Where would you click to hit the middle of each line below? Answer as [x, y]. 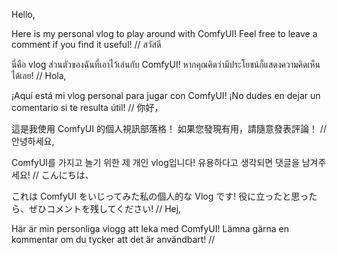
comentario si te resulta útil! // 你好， [87, 107]
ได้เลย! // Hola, [39, 75]
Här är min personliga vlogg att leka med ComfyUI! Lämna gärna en [150, 228]
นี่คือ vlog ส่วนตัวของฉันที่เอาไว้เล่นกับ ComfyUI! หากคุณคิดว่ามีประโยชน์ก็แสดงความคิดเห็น [166, 64]
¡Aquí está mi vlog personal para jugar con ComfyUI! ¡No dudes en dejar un [166, 95]
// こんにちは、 [63, 175]
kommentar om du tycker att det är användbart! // [113, 239]
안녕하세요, [33, 141]
